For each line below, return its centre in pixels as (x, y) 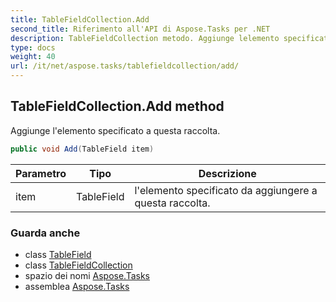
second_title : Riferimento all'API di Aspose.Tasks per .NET (140, 29)
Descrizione (227, 173)
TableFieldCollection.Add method (117, 106)
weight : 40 (33, 57)
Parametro (41, 173)
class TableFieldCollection (78, 265)
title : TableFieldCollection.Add (80, 19)
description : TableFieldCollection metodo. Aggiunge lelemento (145, 38)
